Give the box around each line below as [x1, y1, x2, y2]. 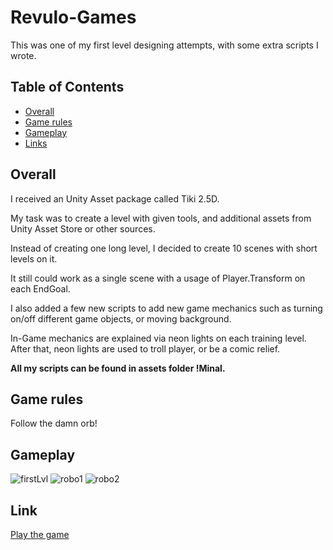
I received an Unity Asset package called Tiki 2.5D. [10, 192, 220, 205]
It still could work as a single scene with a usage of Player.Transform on [10, 272, 306, 284]
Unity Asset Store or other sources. [10, 222, 156, 235]
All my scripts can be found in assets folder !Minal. [10, 362, 226, 374]
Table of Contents [10, 79, 125, 96]
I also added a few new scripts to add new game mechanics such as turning [10, 302, 323, 314]
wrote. [10, 49, 37, 61]
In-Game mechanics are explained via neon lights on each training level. [10, 332, 307, 344]
